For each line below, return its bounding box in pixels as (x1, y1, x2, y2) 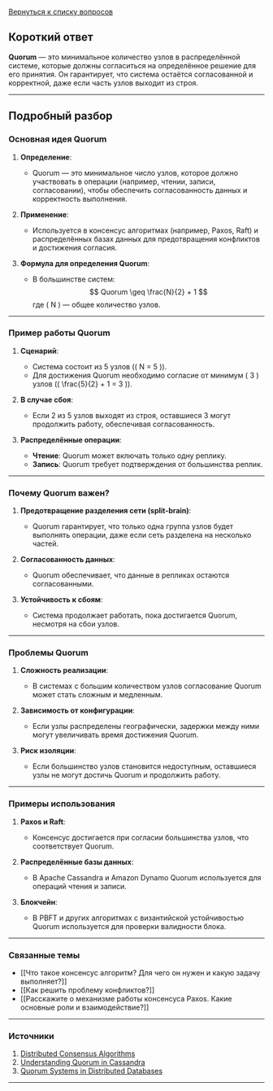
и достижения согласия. (32, 242, 118, 252)
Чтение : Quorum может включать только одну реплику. (32, 451, 227, 460)
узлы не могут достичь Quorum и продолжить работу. (32, 770, 221, 780)
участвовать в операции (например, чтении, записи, (32, 177, 216, 186)
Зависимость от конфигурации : (19, 705, 136, 715)
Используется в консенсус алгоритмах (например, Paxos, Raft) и (32, 225, 258, 235)
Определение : (19, 152, 72, 162)
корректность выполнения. (32, 194, 128, 203)
